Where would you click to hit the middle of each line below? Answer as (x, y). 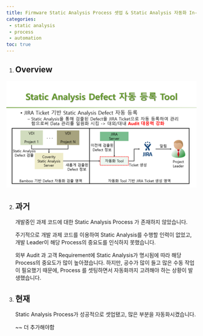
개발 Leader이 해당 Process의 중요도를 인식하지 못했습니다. (85, 242)
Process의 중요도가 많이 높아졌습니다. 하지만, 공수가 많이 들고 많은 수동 (99, 263)
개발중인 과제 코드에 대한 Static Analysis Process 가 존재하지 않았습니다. (101, 222)
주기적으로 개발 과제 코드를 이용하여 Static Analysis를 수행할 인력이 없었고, (103, 235)
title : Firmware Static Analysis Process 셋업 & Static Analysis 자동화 (97, 13)
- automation (25, 38)
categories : (21, 19)
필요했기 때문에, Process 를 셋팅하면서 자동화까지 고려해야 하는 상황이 (104, 270)
